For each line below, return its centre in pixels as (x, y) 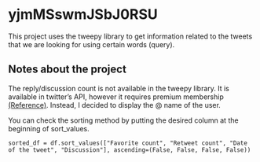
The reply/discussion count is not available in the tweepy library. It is (119, 88)
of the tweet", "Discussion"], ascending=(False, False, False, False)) (130, 150)
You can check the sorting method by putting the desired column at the (123, 120)
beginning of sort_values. (49, 128)
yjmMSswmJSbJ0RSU (83, 15)
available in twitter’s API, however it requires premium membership (116, 97)
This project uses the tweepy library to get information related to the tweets (130, 36)
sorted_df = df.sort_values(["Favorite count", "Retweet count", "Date (128, 143)
